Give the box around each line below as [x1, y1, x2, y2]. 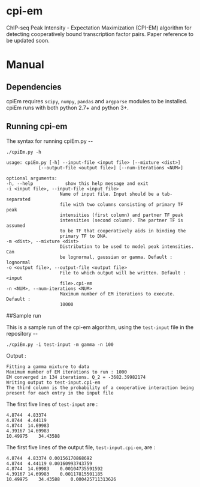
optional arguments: [6, 175, 58, 181]
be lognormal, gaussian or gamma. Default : [59, 254, 172, 260]
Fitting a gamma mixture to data [6, 363, 90, 370]
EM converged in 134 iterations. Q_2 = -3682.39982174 [6, 374, 146, 380]
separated [6, 196, 31, 202]
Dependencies [6, 82, 62, 92]
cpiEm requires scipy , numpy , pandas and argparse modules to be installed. [6, 97, 187, 104]
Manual [6, 58, 45, 71]
